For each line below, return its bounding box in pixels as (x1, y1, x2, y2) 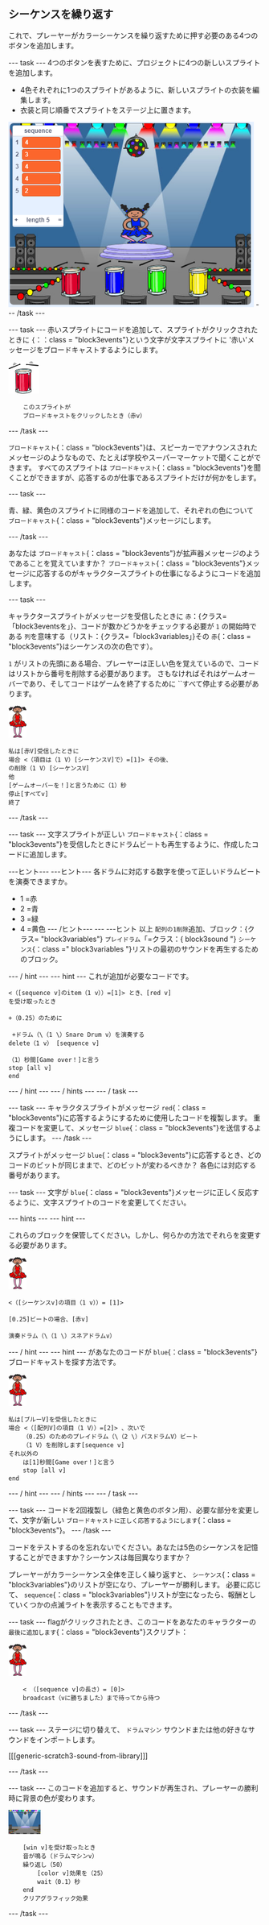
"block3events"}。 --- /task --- (8, 1525, 112, 1535)
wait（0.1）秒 (37, 1877, 81, 1886)
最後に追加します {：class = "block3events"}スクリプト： (8, 1627, 189, 1637)
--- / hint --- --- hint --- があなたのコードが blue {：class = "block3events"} (8, 1346, 259, 1356)
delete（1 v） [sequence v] (8, 1039, 100, 1048)
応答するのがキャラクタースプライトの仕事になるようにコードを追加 (35, 568, 261, 578)
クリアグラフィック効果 (22, 1894, 88, 1902)
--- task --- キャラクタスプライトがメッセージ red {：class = (8, 1102, 206, 1112)
